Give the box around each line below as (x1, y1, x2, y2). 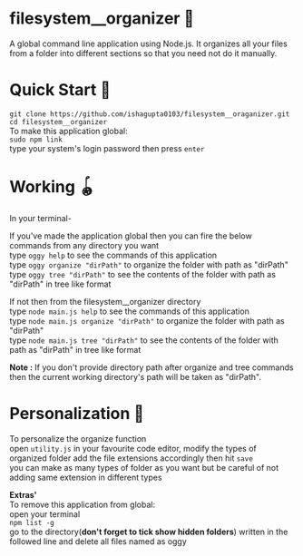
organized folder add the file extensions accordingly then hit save (9, 453, 254, 463)
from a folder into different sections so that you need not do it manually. (9, 47, 278, 58)
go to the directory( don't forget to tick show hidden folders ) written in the (9, 526, 288, 537)
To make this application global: (9, 125, 129, 136)
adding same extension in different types (9, 472, 162, 483)
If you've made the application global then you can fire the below (9, 230, 252, 241)
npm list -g (9, 518, 54, 527)
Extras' (9, 489, 38, 500)
